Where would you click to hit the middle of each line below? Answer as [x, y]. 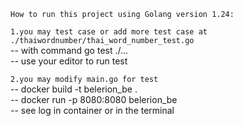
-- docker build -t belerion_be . [74, 89]
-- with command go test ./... [69, 50]
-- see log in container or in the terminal [92, 110]
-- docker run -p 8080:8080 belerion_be [94, 99]
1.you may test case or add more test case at [109, 32]
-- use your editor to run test [69, 61]
